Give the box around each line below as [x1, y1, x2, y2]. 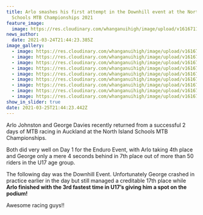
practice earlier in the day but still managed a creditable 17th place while [6, 177, 186, 184]
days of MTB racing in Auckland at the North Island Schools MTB [6, 128, 168, 135]
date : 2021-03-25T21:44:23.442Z [6, 104, 88, 111]
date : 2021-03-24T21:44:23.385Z [11, 37, 94, 43]
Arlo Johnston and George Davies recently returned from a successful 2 [6, 121, 186, 128]
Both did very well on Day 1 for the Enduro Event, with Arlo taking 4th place [6, 146, 193, 153]
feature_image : [6, 20, 45, 26]
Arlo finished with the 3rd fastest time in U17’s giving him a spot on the [6, 183, 187, 191]
